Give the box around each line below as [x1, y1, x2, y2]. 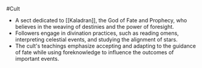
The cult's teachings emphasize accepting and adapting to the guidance [15, 42, 196, 49]
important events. [15, 55, 59, 62]
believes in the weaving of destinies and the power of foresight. [15, 23, 174, 30]
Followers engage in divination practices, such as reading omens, [15, 29, 179, 37]
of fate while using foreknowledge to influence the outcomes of [15, 49, 174, 56]
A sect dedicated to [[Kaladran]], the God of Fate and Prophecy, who [15, 17, 187, 23]
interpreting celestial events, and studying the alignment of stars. [15, 36, 178, 43]
